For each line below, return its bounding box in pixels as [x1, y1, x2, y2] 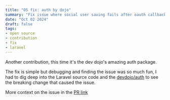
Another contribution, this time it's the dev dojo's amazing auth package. [5, 59, 157, 65]
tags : [5, 26, 17, 31]
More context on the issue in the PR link [5, 89, 88, 95]
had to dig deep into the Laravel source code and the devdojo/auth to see [5, 74, 158, 80]
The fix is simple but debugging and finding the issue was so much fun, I [5, 69, 157, 75]
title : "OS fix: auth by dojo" [5, 7, 71, 13]
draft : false [5, 21, 33, 27]
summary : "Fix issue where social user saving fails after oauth [5, 12, 146, 17]
